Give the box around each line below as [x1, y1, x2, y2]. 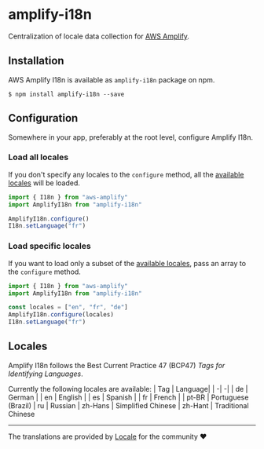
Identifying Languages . [8, 369, 84, 378]
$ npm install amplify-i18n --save [8, 90, 125, 98]
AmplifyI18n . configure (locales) [8, 311, 114, 319]
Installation [8, 54, 64, 68]
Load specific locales [8, 241, 92, 252]
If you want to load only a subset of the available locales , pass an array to [8, 258, 246, 268]
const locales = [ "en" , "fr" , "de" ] [8, 304, 128, 312]
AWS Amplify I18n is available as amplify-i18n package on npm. [8, 75, 215, 84]
